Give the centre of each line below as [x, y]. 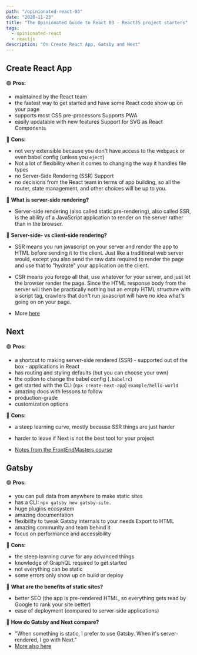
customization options [41, 404]
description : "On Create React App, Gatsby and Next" [74, 45]
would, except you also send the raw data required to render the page [99, 259]
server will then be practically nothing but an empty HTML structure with [103, 289]
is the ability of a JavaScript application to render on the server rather [99, 217]
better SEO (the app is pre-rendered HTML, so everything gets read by [100, 598]
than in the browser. [39, 223]
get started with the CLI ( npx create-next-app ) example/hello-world [96, 385]
